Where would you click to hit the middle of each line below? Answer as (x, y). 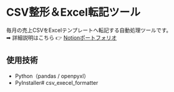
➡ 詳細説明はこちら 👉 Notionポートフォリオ (61, 37)
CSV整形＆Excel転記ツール (73, 12)
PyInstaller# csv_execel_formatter (56, 82)
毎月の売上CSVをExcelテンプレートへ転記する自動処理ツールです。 (89, 30)
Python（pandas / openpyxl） (52, 76)
